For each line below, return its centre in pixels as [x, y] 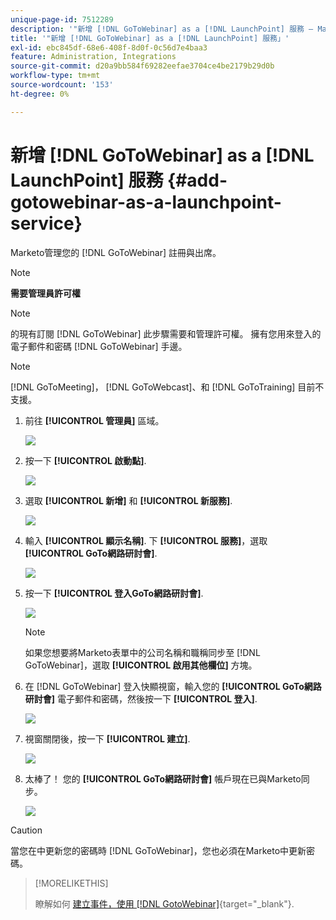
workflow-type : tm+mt [55, 76]
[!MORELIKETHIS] [71, 883]
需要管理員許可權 [45, 293]
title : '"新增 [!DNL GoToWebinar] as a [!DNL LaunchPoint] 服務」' [150, 38]
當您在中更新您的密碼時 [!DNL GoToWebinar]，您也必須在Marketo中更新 [158, 850]
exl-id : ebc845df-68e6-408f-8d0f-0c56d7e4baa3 [109, 47]
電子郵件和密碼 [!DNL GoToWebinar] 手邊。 [99, 346]
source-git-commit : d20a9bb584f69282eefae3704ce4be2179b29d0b [142, 66]
